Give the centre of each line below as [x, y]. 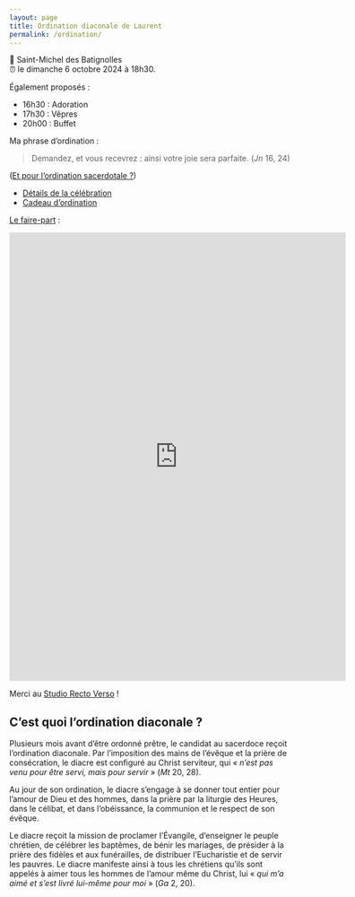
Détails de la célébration [67, 193]
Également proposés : [50, 87]
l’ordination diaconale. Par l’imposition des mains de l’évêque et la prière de [148, 753]
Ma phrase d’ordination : [54, 141]
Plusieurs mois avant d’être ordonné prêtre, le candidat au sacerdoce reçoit [148, 744]
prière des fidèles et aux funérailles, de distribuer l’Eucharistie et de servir [146, 855]
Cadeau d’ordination [60, 203]
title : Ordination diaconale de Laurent [86, 26]
